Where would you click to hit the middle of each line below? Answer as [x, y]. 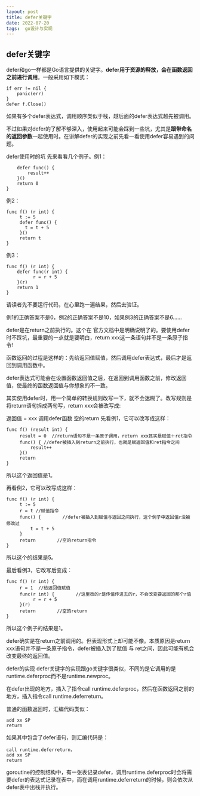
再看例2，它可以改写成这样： [42, 488]
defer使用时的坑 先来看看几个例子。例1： [56, 157]
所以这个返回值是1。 [31, 475]
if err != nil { [26, 89]
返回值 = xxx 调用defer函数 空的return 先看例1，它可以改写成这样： [89, 418]
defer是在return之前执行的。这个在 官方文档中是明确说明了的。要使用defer [98, 330]
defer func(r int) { [42, 272]
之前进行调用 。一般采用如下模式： [48, 77]
